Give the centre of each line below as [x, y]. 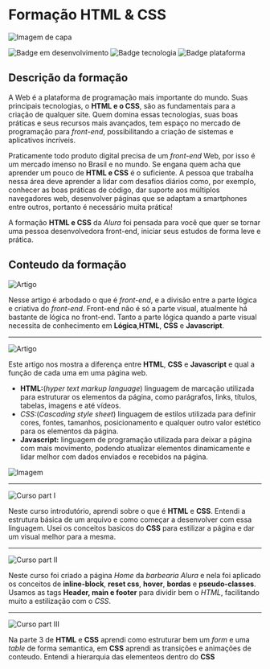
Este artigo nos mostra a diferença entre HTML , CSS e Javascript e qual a [132, 364]
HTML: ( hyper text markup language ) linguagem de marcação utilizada [137, 388]
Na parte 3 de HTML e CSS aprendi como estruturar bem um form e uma [129, 639]
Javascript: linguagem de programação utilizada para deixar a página [135, 439]
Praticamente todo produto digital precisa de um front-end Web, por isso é [132, 155]
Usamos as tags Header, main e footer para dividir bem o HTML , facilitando [134, 592]
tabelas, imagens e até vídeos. [70, 405]
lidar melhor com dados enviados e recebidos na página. [114, 457]
